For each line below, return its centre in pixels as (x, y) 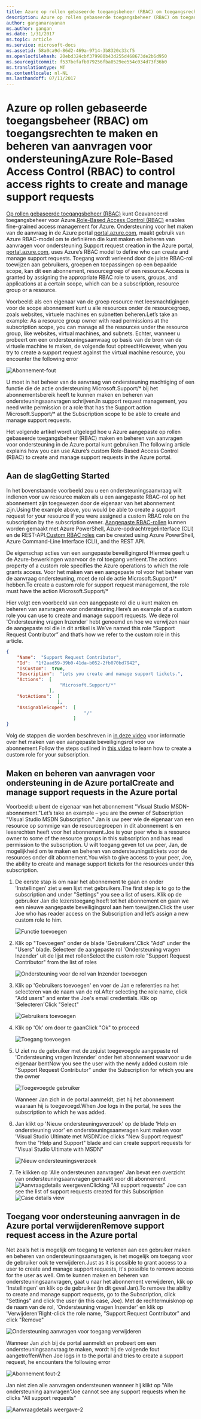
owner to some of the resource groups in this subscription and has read (95, 838)
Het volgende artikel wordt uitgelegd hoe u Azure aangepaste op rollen (94, 432)
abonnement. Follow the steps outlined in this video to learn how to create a (99, 748)
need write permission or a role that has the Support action (79, 408)
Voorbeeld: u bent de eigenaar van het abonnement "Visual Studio (88, 806)
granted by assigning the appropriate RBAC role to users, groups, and (92, 277)
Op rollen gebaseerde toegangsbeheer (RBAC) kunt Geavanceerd (87, 214)
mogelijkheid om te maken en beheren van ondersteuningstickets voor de (97, 851)
